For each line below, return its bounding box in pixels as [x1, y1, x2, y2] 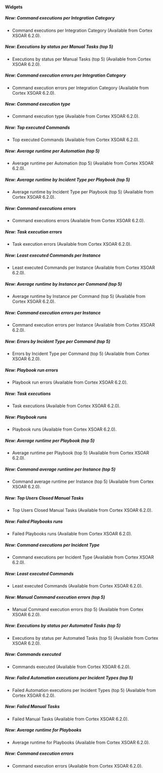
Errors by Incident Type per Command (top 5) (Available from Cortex [12, 351, 150, 356]
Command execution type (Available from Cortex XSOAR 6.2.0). [12, 113, 140, 119]
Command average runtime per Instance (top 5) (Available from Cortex [12, 479, 154, 484]
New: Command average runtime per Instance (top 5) [5, 466, 116, 472]
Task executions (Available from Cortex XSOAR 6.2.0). [12, 403, 121, 409]
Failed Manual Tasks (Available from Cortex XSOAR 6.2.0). [12, 716, 129, 722]
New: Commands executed [5, 651, 61, 657]
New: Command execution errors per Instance [5, 310, 101, 315]
